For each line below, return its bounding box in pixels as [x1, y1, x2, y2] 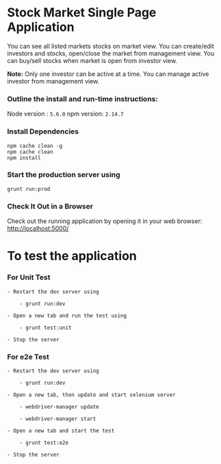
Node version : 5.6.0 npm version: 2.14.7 [7, 109, 125, 118]
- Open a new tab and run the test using [7, 312, 127, 319]
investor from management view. [7, 77, 100, 85]
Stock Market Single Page [7, 5, 157, 21]
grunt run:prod [7, 185, 51, 192]
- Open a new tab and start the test [7, 427, 115, 434]
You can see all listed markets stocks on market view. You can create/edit [7, 42, 214, 50]
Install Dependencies [7, 127, 79, 136]
